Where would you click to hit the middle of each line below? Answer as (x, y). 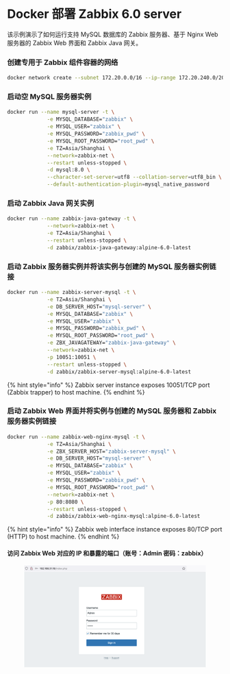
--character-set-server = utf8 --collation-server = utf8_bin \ (135, 177)
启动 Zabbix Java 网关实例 (51, 203)
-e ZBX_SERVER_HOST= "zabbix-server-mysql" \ (111, 451)
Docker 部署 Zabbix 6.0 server (94, 14)
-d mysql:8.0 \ (68, 170)
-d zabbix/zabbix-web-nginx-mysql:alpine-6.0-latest (124, 516)
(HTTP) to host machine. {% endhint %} (63, 537)
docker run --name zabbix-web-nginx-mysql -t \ (76, 437)
